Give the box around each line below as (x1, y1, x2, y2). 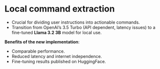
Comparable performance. (11, 48, 65, 54)
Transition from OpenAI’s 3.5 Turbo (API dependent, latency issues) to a (11, 24, 156, 30)
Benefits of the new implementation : (4, 39, 80, 44)
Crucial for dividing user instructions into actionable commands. (11, 19, 140, 25)
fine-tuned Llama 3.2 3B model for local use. (11, 29, 102, 35)
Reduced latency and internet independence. (11, 53, 102, 59)
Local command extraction (4, 3, 115, 14)
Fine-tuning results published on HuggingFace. (11, 58, 107, 64)
